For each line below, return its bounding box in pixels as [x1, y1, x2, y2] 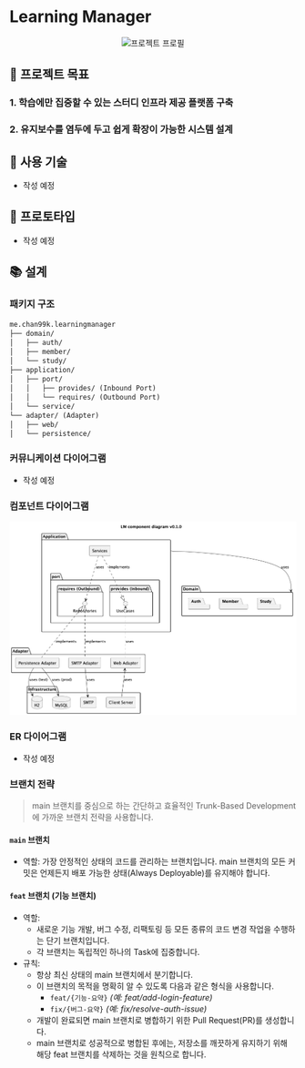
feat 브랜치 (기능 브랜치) [9, 890, 97, 900]
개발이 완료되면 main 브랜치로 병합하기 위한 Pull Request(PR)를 [36, 1014, 263, 1025]
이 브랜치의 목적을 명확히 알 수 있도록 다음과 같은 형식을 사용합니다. [36, 981, 275, 992]
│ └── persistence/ [9, 430, 92, 439]
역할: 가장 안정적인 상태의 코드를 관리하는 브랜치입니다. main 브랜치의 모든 [22, 856, 287, 867]
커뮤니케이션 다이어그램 [9, 453, 107, 465]
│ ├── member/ [9, 348, 71, 357]
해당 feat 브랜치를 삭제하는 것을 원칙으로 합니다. [36, 1049, 207, 1060]
